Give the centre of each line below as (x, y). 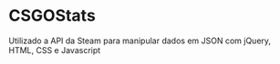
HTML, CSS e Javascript (55, 50)
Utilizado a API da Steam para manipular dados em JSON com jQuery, (140, 41)
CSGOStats (52, 16)
